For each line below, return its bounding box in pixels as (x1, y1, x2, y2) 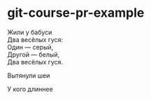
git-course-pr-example (7, 5, 145, 21)
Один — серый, (7, 43, 54, 51)
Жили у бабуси (7, 28, 52, 36)
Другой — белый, (7, 50, 60, 59)
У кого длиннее (7, 85, 54, 93)
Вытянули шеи (7, 71, 50, 80)
